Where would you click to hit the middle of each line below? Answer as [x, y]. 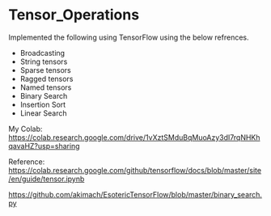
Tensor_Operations [74, 15]
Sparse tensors [45, 70]
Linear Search [43, 113]
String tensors [44, 61]
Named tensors [46, 87]
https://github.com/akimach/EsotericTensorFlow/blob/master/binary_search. [135, 194]
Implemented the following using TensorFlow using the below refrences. [129, 37]
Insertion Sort [43, 104]
